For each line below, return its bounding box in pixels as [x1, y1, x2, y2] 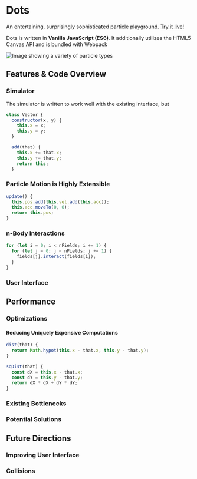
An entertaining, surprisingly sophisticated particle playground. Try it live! [6, 23, 185, 30]
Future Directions [6, 434, 71, 444]
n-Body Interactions [6, 229, 65, 237]
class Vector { [6, 111, 44, 118]
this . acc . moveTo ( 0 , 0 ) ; [11, 204, 70, 210]
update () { [6, 193, 33, 199]
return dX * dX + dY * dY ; [11, 380, 78, 386]
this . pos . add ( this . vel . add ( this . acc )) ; [11, 199, 110, 205]
